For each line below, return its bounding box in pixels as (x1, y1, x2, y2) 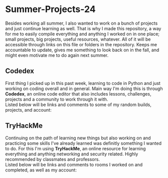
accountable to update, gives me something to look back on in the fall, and (5, 47, 159, 53)
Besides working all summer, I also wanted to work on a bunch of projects (5, 20, 158, 26)
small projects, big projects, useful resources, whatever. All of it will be (5, 36, 151, 42)
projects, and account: (5, 107, 52, 113)
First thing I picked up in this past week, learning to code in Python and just (5, 80, 160, 86)
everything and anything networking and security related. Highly (5, 151, 138, 157)
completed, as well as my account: (5, 167, 77, 173)
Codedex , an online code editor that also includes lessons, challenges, (5, 91, 151, 97)
